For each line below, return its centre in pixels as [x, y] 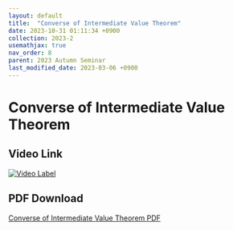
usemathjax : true [37, 46]
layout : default [35, 16]
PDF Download [46, 198]
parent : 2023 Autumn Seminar [57, 61]
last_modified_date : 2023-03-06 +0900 [73, 68]
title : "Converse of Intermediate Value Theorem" [95, 23]
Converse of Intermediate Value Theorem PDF [84, 218]
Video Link [35, 154]
